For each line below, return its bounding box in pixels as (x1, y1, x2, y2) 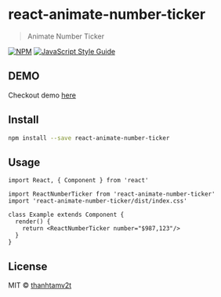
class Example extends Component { (8, 211, 125, 219)
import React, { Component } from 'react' (8, 177, 149, 185)
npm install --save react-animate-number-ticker (8, 134, 170, 142)
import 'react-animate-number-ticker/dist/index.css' (8, 197, 188, 205)
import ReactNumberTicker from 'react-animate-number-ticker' (8, 190, 216, 198)
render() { (15, 218, 51, 225)
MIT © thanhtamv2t (8, 280, 72, 290)
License (8, 259, 48, 273)
